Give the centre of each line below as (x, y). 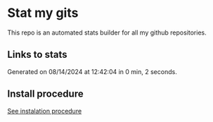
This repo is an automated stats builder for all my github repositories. (107, 32)
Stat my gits (43, 13)
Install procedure (45, 94)
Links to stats (37, 55)
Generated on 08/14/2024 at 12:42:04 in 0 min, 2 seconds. (92, 71)
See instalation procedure (45, 111)
